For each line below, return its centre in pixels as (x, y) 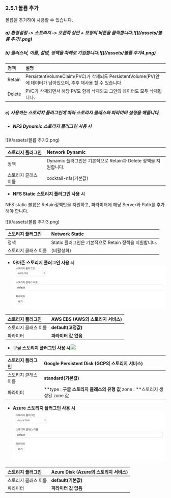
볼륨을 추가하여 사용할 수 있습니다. (39, 20)
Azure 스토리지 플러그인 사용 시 (44, 408)
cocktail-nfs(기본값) (67, 178)
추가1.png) (21, 39)
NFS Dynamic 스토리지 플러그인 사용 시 (52, 126)
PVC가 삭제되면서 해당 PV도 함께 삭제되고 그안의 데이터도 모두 (87, 91)
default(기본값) (67, 480)
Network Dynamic (66, 152)
